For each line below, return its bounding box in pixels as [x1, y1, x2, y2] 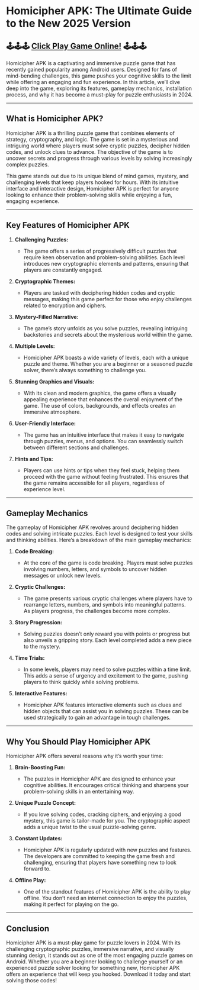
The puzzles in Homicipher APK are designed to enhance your [23, 775, 176, 782]
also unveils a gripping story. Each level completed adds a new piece [23, 637, 192, 644]
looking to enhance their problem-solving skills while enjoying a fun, [6, 191, 173, 198]
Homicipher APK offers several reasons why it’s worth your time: [6, 753, 163, 760]
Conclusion [6, 923, 50, 933]
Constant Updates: [14, 835, 63, 842]
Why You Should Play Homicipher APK [6, 737, 151, 747]
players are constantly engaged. [23, 266, 102, 273]
